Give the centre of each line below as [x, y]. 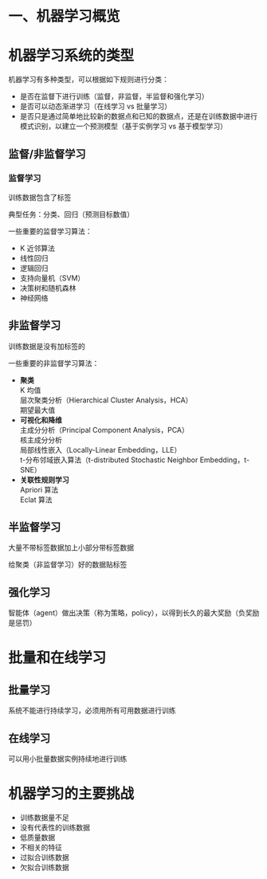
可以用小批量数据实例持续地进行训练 [68, 759]
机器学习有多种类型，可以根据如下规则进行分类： [88, 80]
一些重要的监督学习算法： [50, 231]
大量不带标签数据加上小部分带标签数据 [71, 547]
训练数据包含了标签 [40, 197]
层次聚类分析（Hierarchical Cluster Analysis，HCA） [106, 400]
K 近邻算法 [37, 248]
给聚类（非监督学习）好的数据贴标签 [68, 565]
